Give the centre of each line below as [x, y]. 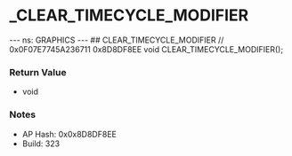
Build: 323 [41, 144]
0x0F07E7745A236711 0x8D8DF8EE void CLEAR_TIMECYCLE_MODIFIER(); [146, 49]
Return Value [38, 72]
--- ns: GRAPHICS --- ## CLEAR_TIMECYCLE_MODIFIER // [117, 40]
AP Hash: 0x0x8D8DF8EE [69, 134]
